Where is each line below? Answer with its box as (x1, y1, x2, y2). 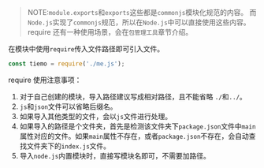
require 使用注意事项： (8, 75, 82, 84)
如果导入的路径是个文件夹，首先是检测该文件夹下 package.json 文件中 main (19, 121, 256, 131)
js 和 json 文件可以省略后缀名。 (19, 102, 117, 111)
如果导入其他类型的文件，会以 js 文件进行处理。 (19, 111, 173, 121)
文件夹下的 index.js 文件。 (26, 141, 111, 151)
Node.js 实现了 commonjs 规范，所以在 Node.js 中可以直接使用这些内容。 (27, 17, 251, 27)
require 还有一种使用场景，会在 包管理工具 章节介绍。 (27, 28, 193, 36)
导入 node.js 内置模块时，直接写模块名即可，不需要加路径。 (19, 151, 210, 160)
